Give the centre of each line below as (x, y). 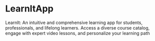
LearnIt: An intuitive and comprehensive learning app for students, (74, 22)
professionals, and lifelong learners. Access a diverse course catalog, (77, 27)
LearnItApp (29, 9)
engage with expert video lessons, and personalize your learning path (77, 33)
